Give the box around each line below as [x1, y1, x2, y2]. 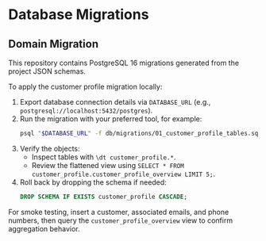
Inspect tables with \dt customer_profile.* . [31, 152, 176, 162]
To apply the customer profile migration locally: [8, 82, 163, 91]
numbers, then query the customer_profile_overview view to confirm [8, 216, 233, 225]
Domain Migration [8, 37, 99, 51]
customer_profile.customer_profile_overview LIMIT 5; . [31, 169, 216, 178]
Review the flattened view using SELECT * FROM [31, 160, 184, 170]
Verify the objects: [19, 143, 81, 153]
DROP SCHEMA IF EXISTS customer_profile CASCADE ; [19, 193, 188, 201]
